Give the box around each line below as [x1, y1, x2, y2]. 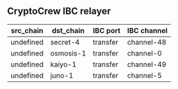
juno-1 [50, 71, 74, 80]
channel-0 [126, 48, 162, 58]
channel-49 [126, 60, 167, 69]
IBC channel [126, 25, 168, 35]
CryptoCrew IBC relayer [7, 5, 111, 17]
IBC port [92, 25, 121, 35]
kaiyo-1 [50, 60, 77, 69]
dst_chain [52, 25, 85, 35]
